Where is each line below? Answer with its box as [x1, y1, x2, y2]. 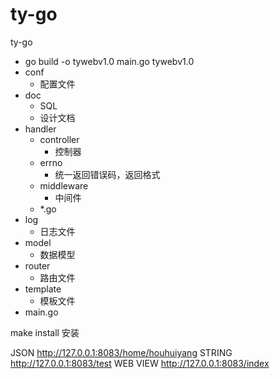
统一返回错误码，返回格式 [54, 168, 161, 180]
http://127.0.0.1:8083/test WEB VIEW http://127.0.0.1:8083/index [10, 357, 270, 369]
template [24, 283, 62, 295]
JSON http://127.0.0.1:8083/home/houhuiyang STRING [10, 346, 233, 358]
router [24, 259, 51, 272]
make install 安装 [10, 326, 80, 338]
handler [24, 123, 57, 135]
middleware [39, 179, 89, 192]
